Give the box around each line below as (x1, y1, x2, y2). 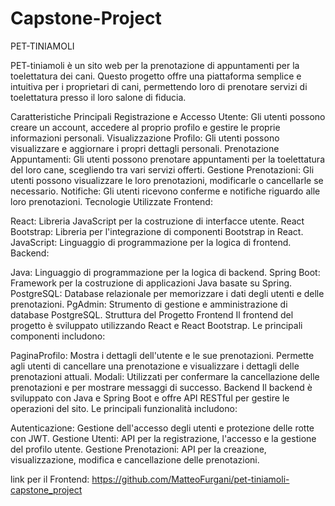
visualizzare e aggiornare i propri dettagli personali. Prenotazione (10, 142, 280, 154)
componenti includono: (10, 330, 106, 342)
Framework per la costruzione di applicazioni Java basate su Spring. (10, 277, 293, 289)
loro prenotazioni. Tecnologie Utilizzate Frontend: (10, 195, 213, 207)
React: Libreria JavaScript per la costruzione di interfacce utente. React (10, 215, 305, 227)
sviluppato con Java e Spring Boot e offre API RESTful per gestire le (10, 392, 290, 404)
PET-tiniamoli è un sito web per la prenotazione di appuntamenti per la (10, 59, 300, 71)
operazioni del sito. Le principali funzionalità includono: (10, 402, 238, 414)
